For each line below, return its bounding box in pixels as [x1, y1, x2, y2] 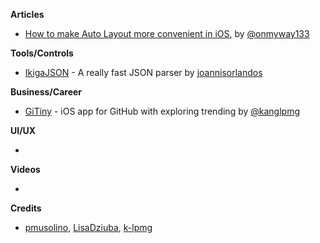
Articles [10, 9, 45, 20]
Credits [10, 202, 42, 214]
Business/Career [10, 86, 83, 98]
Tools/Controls [10, 47, 74, 59]
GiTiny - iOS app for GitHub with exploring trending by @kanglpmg [24, 105, 301, 117]
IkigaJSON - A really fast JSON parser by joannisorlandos [24, 67, 263, 78]
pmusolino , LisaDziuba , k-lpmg [24, 222, 153, 233]
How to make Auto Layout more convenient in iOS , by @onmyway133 [24, 28, 310, 39]
